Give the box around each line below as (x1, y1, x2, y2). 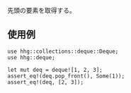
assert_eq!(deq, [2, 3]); (7, 78, 84, 86)
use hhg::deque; (7, 54, 55, 61)
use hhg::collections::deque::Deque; (7, 48, 119, 55)
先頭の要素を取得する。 (7, 6, 76, 14)
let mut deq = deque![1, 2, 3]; (7, 66, 103, 73)
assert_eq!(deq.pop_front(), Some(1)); (7, 73, 125, 80)
